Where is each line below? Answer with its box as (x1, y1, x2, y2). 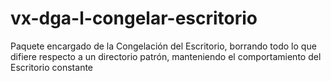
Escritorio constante (10, 61, 94, 73)
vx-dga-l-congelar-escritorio (10, 7, 258, 30)
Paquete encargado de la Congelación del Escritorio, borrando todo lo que (10, 40, 317, 52)
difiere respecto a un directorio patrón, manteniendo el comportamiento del (10, 50, 322, 62)
